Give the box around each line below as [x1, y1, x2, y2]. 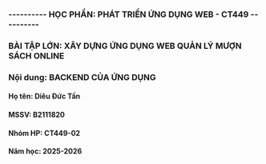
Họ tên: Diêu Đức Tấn [8, 91, 81, 101]
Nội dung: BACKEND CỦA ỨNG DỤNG [8, 71, 156, 82]
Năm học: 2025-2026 [8, 146, 83, 156]
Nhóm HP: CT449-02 [8, 128, 81, 138]
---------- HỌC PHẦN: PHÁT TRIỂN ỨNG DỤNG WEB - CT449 [8, 9, 249, 20]
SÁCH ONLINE [8, 50, 65, 61]
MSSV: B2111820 [8, 110, 66, 119]
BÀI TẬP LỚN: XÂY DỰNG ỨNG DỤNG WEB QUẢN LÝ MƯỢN [8, 40, 242, 51]
